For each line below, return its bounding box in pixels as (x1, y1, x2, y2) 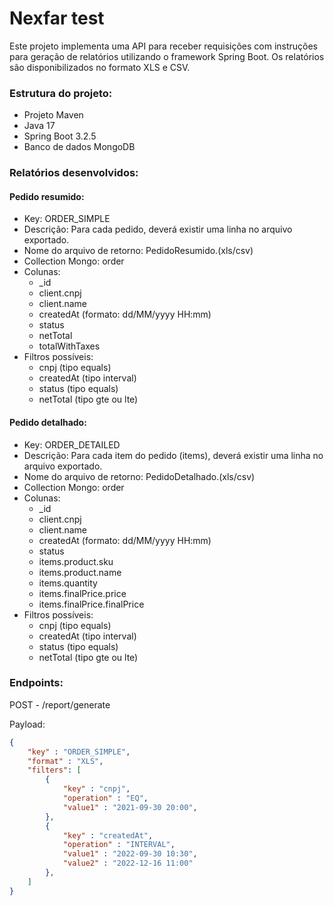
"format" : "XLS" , (27, 756, 104, 766)
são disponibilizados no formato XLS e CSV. (9, 61, 191, 73)
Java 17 (23, 120, 56, 132)
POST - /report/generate (9, 698, 111, 711)
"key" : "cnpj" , (62, 784, 131, 794)
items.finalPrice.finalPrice (38, 598, 145, 610)
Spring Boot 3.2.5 (23, 130, 97, 142)
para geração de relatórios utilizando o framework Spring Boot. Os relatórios (9, 50, 325, 62)
